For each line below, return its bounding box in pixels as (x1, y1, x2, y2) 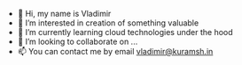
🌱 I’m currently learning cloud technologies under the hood (17, 27, 233, 37)
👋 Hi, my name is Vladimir (17, 9, 112, 18)
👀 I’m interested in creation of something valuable (17, 18, 199, 28)
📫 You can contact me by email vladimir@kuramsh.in (17, 47, 214, 56)
